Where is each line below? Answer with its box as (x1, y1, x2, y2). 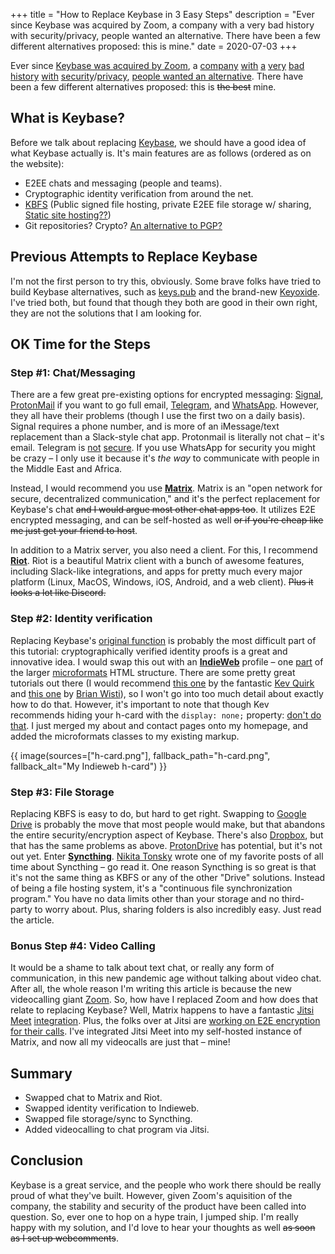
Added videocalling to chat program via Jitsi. (24, 1124, 210, 1136)
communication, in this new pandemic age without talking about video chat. (10, 972, 322, 984)
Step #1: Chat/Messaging (10, 365, 136, 379)
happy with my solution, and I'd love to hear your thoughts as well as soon (10, 1221, 316, 1233)
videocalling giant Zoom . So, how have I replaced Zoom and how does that (10, 994, 319, 1006)
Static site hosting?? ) (24, 209, 112, 221)
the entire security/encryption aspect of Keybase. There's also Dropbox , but (10, 829, 324, 841)
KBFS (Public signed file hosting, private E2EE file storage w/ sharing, (24, 198, 312, 210)
